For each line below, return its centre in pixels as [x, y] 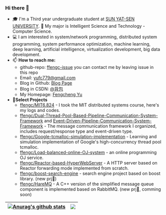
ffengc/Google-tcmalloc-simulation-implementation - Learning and [88, 137]
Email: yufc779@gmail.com [48, 78]
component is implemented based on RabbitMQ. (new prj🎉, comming [90, 189]
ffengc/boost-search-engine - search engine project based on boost [90, 173]
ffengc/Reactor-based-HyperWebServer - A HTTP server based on [88, 163]
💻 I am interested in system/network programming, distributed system [85, 37]
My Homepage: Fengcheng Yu [51, 95]
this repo [29, 73]
